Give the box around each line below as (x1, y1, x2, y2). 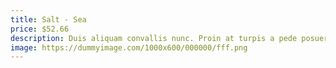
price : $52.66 (10, 24, 70, 34)
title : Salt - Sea (10, 14, 87, 25)
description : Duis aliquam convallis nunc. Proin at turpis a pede (10, 33, 298, 43)
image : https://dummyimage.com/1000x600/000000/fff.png (10, 42, 248, 53)
